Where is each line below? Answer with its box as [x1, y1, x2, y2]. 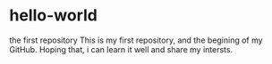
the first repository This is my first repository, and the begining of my [9, 35, 263, 45]
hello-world [9, 5, 98, 26]
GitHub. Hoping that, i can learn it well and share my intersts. [9, 44, 234, 54]
